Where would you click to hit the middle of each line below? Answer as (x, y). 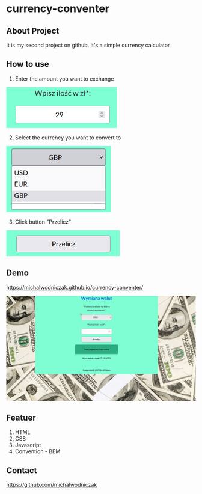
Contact (22, 470)
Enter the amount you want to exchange (64, 78)
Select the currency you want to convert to (68, 138)
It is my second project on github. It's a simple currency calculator (88, 45)
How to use (28, 64)
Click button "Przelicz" (43, 222)
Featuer (21, 418)
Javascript (28, 445)
